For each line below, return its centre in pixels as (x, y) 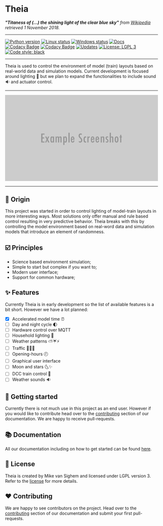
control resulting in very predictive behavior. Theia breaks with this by (75, 221)
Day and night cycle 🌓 (35, 324)
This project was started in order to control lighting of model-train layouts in (81, 211)
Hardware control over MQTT (41, 330)
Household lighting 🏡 (33, 336)
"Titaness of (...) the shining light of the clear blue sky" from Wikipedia (78, 22)
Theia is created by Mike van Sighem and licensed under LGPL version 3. (78, 476)
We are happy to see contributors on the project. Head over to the (71, 508)
